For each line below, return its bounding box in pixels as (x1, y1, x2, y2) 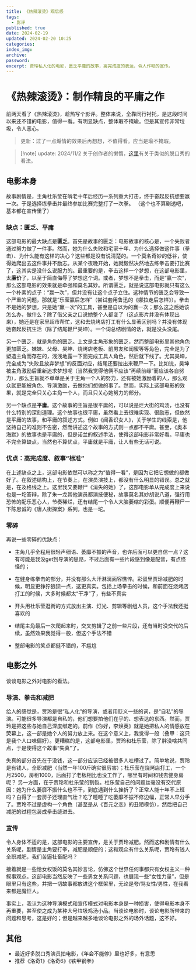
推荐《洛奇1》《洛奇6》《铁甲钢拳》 (14, 958, 97, 965)
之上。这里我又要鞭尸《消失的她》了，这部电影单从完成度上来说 (36, 484, 190, 491)
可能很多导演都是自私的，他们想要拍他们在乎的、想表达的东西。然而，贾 (16, 715, 190, 722)
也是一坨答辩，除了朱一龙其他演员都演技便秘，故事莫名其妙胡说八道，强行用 (6, 491, 190, 498)
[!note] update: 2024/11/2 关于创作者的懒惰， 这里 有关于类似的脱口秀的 (20, 150, 190, 157)
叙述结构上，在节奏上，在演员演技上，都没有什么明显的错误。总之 (26, 476, 185, 483)
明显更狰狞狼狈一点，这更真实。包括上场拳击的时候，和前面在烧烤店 (24, 583, 188, 590)
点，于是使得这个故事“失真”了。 (6, 745, 83, 752)
